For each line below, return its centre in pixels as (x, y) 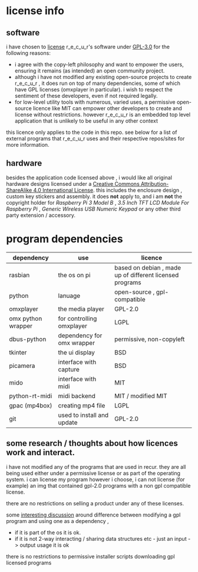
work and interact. (41, 453)
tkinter (18, 352)
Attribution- (155, 183)
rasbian (19, 275)
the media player (81, 309)
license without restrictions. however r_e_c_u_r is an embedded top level (102, 114)
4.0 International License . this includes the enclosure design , (108, 190)
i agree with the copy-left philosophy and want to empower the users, (99, 64)
